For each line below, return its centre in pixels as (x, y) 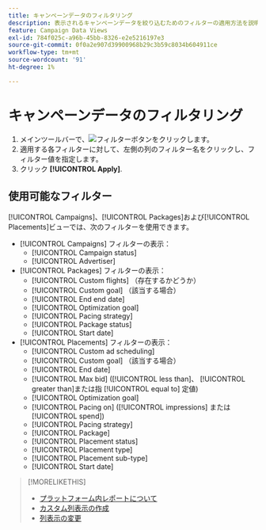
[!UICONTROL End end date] (78, 299)
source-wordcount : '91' (47, 60)
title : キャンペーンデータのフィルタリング (70, 15)
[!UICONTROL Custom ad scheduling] (93, 351)
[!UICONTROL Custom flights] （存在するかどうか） (116, 280)
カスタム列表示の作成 (74, 508)
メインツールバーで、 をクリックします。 (116, 139)
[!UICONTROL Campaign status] (84, 252)
